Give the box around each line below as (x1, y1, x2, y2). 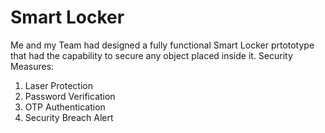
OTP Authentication (24, 101, 106, 113)
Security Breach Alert (24, 111, 114, 123)
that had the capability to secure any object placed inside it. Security (10, 49, 293, 61)
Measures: (10, 60, 55, 72)
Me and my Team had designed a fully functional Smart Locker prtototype (10, 39, 315, 51)
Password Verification (24, 90, 116, 102)
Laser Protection (24, 79, 93, 91)
